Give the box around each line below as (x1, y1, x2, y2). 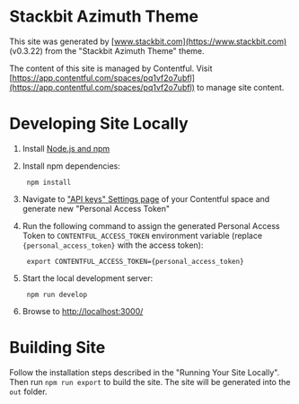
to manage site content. (197, 82, 285, 92)
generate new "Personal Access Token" (22, 203, 171, 214)
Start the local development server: (22, 272, 154, 284)
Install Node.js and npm (22, 143, 110, 154)
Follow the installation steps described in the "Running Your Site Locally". (9, 366, 280, 378)
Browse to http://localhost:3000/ (22, 305, 144, 316)
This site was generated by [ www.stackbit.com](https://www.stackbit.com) (9, 36, 287, 47)
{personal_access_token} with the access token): (22, 240, 204, 250)
